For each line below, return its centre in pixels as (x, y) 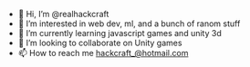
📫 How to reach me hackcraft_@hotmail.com (103, 53)
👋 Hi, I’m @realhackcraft (63, 14)
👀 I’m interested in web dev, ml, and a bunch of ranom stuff (129, 24)
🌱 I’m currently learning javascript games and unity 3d (120, 33)
